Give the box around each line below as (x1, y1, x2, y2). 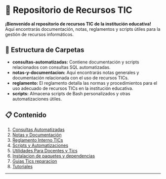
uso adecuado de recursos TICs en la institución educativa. (12, 85, 133, 91)
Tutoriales (12, 163, 33, 169)
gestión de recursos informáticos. (5, 31, 74, 37)
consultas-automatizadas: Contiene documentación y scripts (12, 59, 139, 65)
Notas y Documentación (12, 131, 62, 138)
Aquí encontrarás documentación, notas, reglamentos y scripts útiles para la (5, 26, 161, 32)
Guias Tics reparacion (12, 158, 57, 164)
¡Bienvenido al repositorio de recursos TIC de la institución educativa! (5, 21, 152, 27)
